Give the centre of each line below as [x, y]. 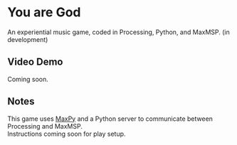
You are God [44, 12]
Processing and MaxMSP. [45, 126]
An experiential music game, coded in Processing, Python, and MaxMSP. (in [118, 32]
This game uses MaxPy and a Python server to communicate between [110, 119]
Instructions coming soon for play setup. [67, 134]
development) [28, 39]
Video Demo [35, 62]
